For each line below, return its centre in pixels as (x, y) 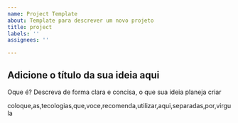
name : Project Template (43, 14)
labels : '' (23, 34)
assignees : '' (28, 40)
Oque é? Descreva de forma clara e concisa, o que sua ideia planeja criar (114, 92)
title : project (30, 27)
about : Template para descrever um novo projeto (81, 20)
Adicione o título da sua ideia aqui (83, 75)
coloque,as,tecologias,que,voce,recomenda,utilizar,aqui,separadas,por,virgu (119, 105)
